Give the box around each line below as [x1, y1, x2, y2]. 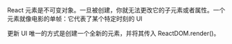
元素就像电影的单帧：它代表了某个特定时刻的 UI [7, 14, 143, 23]
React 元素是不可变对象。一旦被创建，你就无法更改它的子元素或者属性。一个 [7, 6, 226, 14]
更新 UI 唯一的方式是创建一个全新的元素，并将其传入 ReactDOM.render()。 [7, 30, 220, 37]
